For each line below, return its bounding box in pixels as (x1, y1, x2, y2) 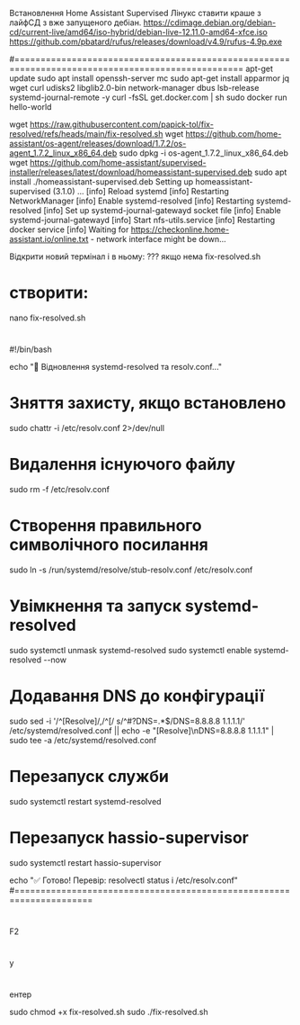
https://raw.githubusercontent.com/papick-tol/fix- (30, 119, 214, 130)
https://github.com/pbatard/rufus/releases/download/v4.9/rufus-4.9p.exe (9, 36, 283, 47)
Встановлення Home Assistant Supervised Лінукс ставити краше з (9, 8, 262, 18)
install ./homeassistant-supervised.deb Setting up (9, 176, 194, 187)
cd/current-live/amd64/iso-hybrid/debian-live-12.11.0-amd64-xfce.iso (9, 27, 268, 37)
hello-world (9, 102, 52, 112)
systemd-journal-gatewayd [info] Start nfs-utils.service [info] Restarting (9, 215, 276, 225)
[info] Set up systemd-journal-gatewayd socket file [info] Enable (43, 205, 281, 215)
